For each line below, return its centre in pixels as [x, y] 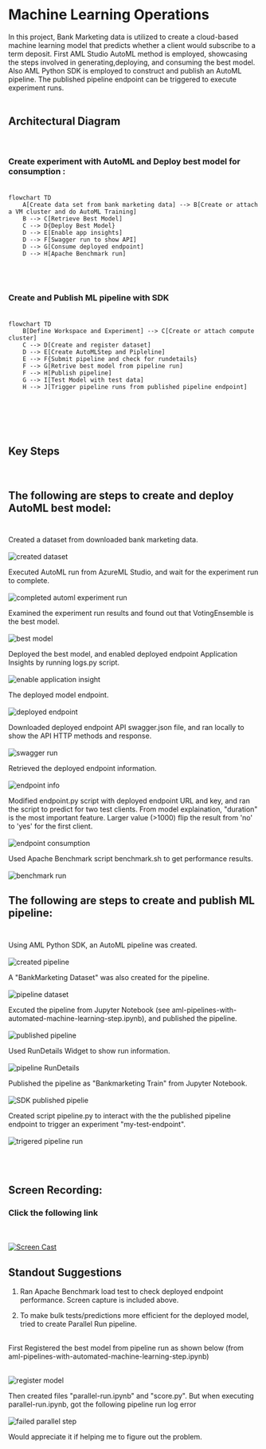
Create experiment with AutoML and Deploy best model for [125, 161]
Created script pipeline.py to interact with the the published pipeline [119, 1115]
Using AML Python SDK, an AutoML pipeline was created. [103, 945]
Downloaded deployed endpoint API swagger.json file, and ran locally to [126, 727]
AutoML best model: [60, 508]
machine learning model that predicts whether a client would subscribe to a [132, 45]
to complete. [29, 580]
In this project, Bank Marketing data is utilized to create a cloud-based [123, 37]
